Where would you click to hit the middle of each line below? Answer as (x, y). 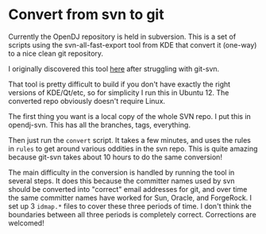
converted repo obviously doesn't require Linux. (87, 101)
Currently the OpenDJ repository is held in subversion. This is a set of (122, 36)
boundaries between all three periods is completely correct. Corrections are (132, 214)
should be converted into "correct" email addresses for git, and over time (128, 189)
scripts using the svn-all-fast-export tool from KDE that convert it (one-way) (133, 44)
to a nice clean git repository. (56, 53)
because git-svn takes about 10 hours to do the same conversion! (115, 157)
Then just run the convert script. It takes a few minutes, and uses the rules (130, 140)
